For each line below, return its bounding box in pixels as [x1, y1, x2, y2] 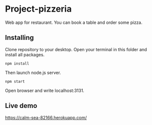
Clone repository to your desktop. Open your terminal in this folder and [5, 46, 147, 52]
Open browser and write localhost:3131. [5, 88, 84, 93]
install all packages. [5, 52, 45, 57]
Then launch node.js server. [5, 70, 61, 75]
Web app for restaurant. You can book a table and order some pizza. [5, 19, 143, 25]
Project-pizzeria [5, 3, 72, 15]
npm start [5, 79, 25, 84]
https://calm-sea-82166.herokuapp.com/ [5, 114, 87, 120]
